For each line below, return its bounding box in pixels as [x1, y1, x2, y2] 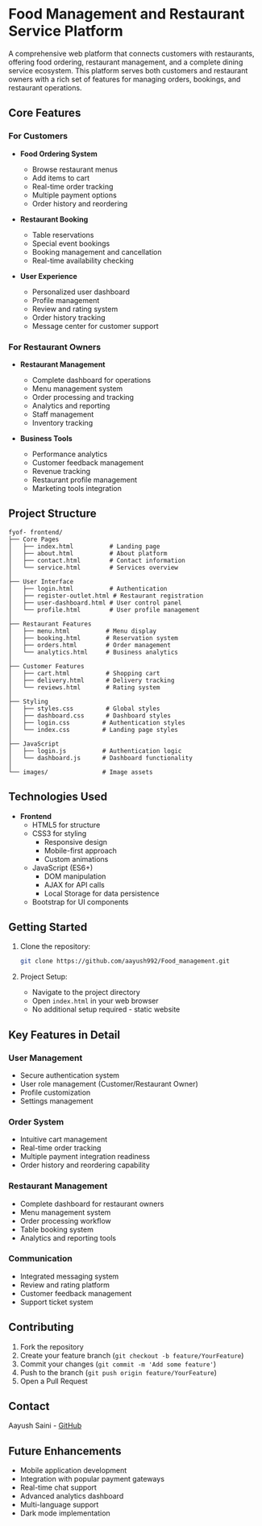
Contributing [8, 1320, 74, 1334]
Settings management [19, 1096, 94, 1105]
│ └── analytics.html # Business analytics [8, 648, 179, 656]
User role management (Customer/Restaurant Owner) [19, 1079, 199, 1088]
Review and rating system [31, 304, 119, 314]
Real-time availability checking [31, 256, 135, 265]
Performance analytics [31, 449, 108, 459]
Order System [8, 1116, 64, 1127]
